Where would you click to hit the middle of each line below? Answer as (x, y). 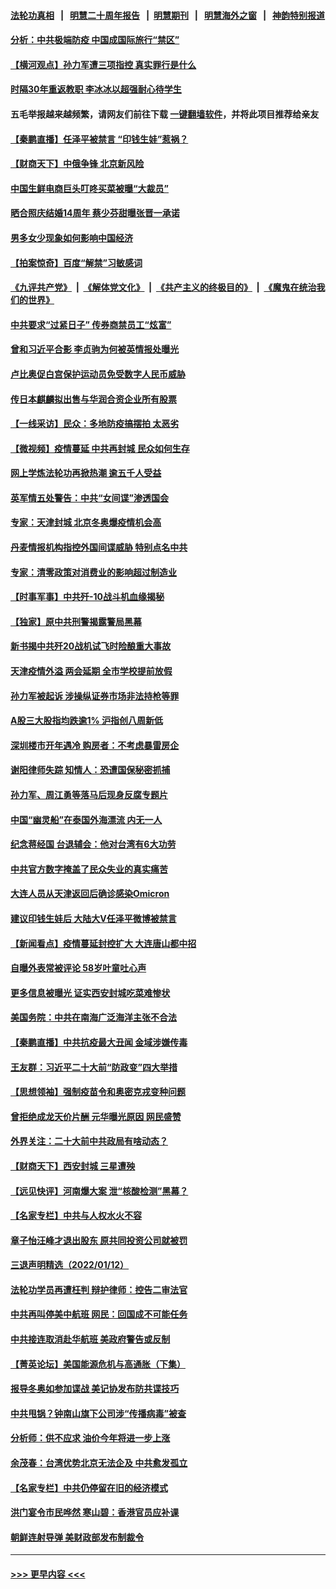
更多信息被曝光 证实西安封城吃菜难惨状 (90, 992)
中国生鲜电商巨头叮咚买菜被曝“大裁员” (90, 188)
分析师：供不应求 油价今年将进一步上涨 (90, 1438)
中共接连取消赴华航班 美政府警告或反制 (90, 1339)
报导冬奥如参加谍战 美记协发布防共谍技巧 (95, 1389)
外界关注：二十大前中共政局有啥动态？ (89, 1141)
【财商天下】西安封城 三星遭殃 (73, 1166)
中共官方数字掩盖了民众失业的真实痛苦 (89, 869)
